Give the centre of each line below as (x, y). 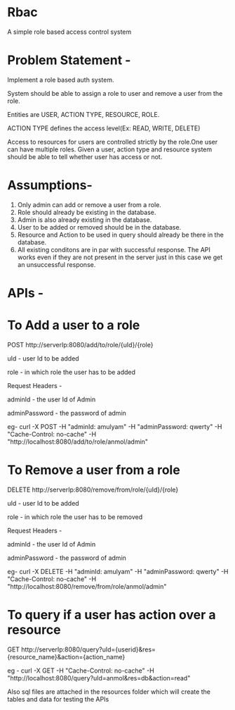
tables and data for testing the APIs (58, 699)
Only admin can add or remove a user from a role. (89, 204)
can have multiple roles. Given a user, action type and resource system (110, 149)
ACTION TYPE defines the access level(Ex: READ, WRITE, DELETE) (104, 128)
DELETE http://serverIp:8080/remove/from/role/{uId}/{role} (93, 490)
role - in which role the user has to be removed (75, 517)
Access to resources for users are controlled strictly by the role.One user (113, 142)
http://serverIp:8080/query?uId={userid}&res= (88, 649)
